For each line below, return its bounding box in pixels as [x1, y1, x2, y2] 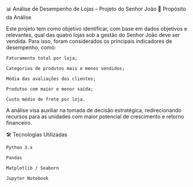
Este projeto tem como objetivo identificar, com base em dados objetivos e [6, 25, 187, 32]
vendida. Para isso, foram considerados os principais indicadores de [6, 38, 172, 45]
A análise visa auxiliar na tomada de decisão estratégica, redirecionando [6, 107, 182, 113]
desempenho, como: [6, 44, 56, 51]
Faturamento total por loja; [6, 55, 78, 61]
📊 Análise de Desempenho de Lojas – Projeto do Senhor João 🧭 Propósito [6, 5, 187, 12]
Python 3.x [6, 145, 33, 151]
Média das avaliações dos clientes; [6, 76, 96, 82]
